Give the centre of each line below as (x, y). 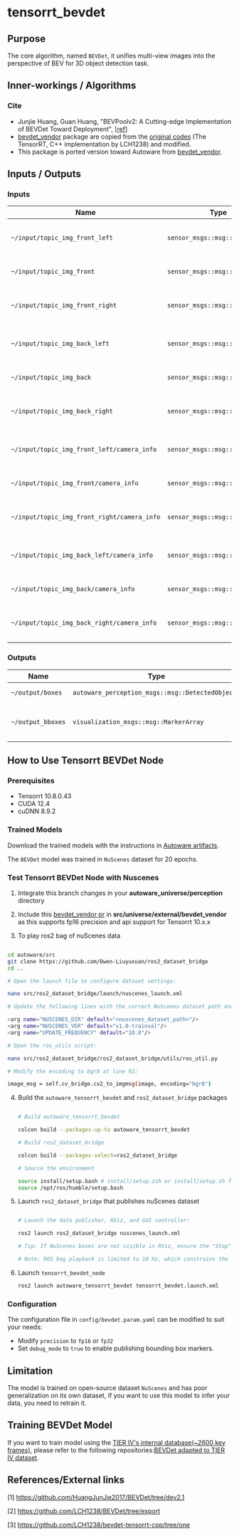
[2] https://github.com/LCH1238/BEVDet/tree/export (84, 1511)
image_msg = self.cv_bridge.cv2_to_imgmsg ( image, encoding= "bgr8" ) (110, 1084)
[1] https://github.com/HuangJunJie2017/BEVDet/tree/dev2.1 (96, 1497)
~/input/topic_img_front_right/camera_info (86, 517)
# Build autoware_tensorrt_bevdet (69, 1117)
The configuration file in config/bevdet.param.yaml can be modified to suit (116, 1320)
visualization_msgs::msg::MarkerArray (138, 722)
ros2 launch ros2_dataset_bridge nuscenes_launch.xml (99, 1234)
